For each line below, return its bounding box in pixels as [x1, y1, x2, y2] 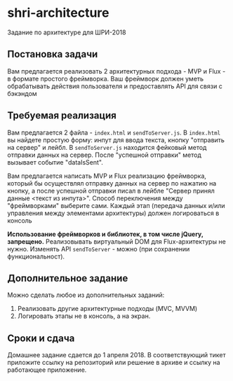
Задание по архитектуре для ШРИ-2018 [7, 28, 126, 36]
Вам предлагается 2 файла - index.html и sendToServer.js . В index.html [7, 128, 221, 137]
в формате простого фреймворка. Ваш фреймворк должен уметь [7, 74, 204, 83]
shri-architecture [7, 5, 110, 21]
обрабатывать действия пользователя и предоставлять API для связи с [7, 82, 222, 90]
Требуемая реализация [7, 110, 117, 122]
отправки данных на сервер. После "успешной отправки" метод [7, 151, 202, 159]
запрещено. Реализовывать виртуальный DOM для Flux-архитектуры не [7, 237, 226, 246]
